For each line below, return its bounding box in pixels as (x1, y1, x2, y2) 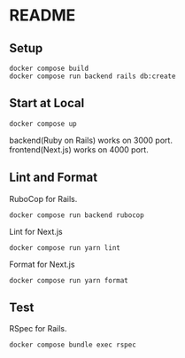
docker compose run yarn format (9, 276, 128, 284)
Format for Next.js (9, 259, 75, 269)
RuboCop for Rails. (9, 193, 78, 204)
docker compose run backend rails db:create (9, 72, 176, 81)
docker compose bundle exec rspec (9, 340, 137, 350)
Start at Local (9, 96, 85, 111)
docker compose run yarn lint (9, 243, 121, 253)
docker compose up (9, 119, 77, 128)
